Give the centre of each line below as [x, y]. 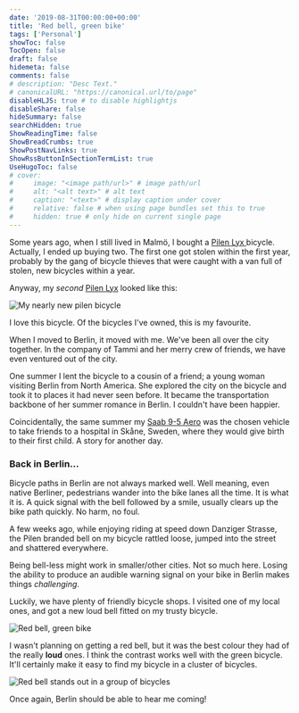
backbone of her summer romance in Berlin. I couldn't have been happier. [145, 404]
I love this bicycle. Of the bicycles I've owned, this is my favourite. [130, 322]
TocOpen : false [37, 51]
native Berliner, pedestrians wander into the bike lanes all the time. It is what [149, 493]
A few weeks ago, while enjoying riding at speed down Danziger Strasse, [143, 528]
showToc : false [37, 42]
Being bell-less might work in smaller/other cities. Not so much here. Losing [149, 565]
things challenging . [45, 584]
